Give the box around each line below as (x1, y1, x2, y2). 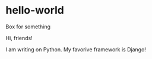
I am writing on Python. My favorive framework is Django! (5, 45, 147, 53)
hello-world (5, 4, 65, 17)
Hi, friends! (5, 34, 33, 41)
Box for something (5, 23, 51, 30)
